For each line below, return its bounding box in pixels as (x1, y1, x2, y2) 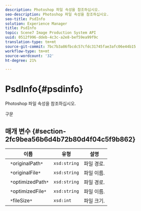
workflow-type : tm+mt (5, 49, 50, 53)
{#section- (32, 127, 66, 135)
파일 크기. (84, 198, 105, 204)
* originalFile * (10, 169, 41, 176)
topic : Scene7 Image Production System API (5, 30, 96, 35)
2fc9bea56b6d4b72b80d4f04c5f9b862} (5, 135, 136, 144)
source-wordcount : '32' (5, 53, 54, 58)
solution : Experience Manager (5, 21, 68, 26)
